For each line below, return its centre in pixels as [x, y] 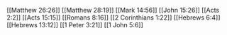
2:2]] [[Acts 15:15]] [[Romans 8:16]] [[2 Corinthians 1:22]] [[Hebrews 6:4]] [113, 17]
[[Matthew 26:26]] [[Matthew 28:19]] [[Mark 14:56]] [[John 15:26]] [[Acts [113, 10]
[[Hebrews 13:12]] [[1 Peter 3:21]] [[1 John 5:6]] [75, 25]
